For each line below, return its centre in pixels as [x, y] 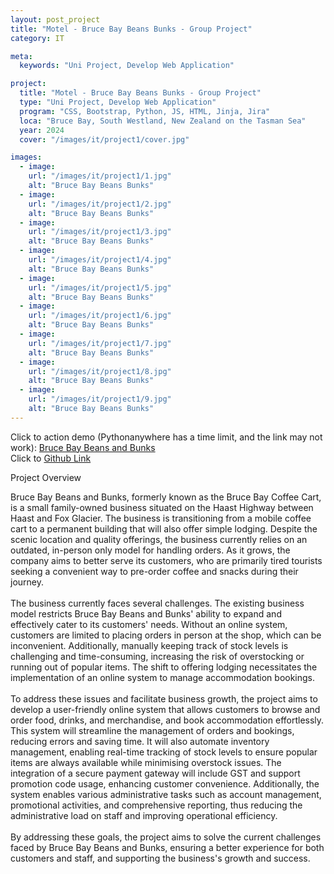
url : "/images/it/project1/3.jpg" [100, 232]
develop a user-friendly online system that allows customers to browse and [165, 709]
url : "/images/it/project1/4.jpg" [100, 260]
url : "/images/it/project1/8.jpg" [100, 371]
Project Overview [46, 477]
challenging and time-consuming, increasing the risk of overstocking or [157, 656]
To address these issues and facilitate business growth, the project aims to [164, 698]
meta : [21, 56]
